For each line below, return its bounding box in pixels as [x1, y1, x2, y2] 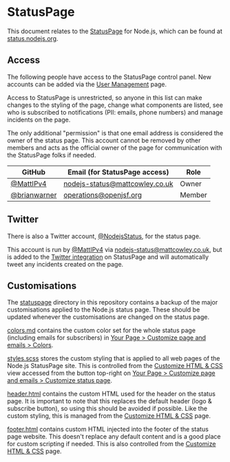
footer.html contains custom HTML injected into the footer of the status [7, 425, 209, 434]
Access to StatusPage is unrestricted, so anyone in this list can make [7, 93, 202, 102]
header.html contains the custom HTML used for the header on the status [7, 389, 216, 398]
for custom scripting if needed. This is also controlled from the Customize [7, 440, 216, 448]
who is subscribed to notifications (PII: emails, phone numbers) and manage [7, 108, 223, 116]
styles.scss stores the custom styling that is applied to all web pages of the [7, 354, 220, 363]
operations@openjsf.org [63, 190, 143, 200]
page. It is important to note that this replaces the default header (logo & [7, 397, 212, 405]
